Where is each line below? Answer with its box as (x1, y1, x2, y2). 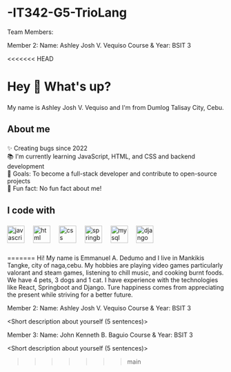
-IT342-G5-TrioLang (7, 5, 128, 21)
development (7, 162, 45, 171)
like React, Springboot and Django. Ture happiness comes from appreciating (7, 283, 224, 291)
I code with (7, 204, 56, 216)
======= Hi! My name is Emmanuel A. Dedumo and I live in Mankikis (7, 254, 205, 262)
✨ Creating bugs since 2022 (7, 144, 88, 153)
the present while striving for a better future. (7, 290, 133, 299)
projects (7, 177, 31, 185)
